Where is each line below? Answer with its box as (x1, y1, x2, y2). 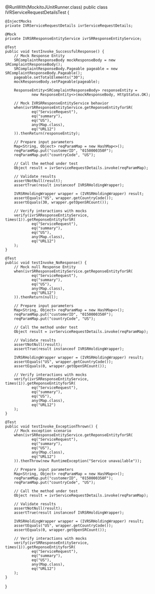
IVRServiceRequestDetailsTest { (5, 9, 70, 15)
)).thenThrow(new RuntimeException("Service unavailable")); (14, 459, 142, 463)
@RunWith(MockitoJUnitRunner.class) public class (5, 4, 108, 10)
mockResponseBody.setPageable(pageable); (14, 79, 100, 84)
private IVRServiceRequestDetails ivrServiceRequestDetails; (5, 23, 133, 28)
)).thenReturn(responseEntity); (14, 131, 80, 136)
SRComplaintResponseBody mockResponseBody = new (14, 58, 116, 63)
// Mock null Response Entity (14, 264, 76, 269)
